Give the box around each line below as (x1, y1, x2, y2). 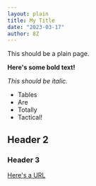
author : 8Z (7, 30, 40, 37)
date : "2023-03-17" (7, 23, 65, 30)
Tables (17, 91, 37, 99)
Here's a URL (7, 170, 46, 179)
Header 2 (7, 134, 49, 146)
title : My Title (7, 17, 55, 24)
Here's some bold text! (7, 63, 76, 71)
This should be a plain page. (7, 50, 90, 58)
